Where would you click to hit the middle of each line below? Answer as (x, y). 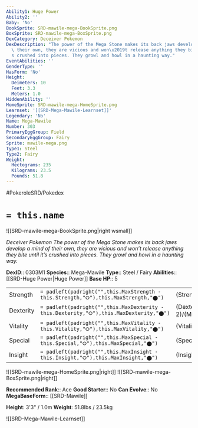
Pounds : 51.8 (27, 176)
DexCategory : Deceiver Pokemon (44, 39)
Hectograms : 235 (31, 165)
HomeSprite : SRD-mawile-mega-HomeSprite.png (62, 105)
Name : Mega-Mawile (29, 121)
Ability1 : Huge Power (33, 11)
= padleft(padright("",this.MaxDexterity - (102, 307)
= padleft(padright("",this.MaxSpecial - (99, 337)
